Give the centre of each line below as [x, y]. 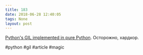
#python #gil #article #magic [35, 47]
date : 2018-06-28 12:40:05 [33, 14]
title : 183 [16, 10]
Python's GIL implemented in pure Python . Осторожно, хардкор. [72, 38]
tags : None [16, 19]
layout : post [19, 24]
